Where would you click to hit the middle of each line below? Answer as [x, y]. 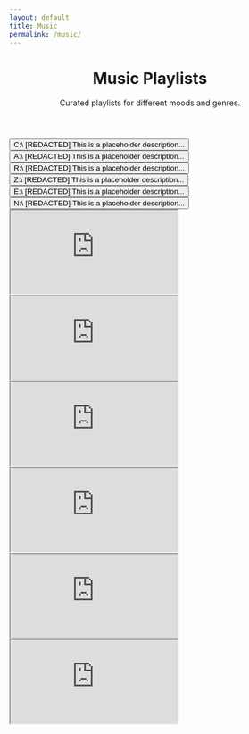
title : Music [33, 26]
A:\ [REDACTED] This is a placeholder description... [99, 157]
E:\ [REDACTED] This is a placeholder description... [99, 192]
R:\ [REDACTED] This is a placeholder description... [100, 168]
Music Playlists [150, 78]
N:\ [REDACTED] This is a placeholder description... [100, 203]
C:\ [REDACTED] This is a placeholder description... [100, 145]
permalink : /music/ [46, 34]
